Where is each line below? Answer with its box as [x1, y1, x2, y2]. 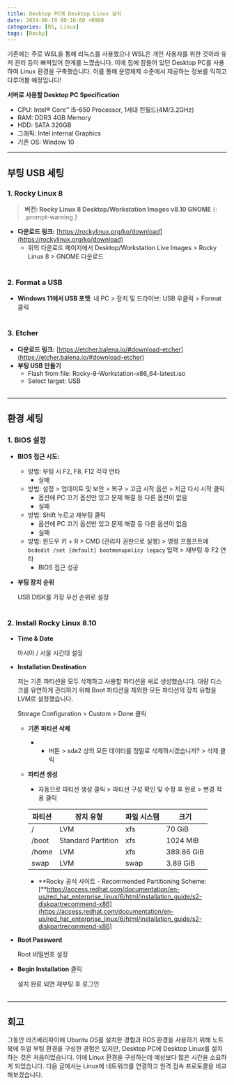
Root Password [17, 935, 63, 944]
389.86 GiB [166, 847, 204, 857]
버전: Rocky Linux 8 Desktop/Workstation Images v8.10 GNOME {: [24, 205, 217, 213]
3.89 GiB [166, 858, 196, 868]
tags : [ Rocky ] [7, 29, 49, 37]
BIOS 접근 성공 [38, 563, 79, 571]
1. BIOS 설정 [7, 435, 47, 444]
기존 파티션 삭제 [27, 724, 71, 732]
